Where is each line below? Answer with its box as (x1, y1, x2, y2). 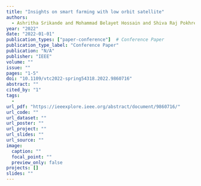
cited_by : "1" (6, 87, 42, 93)
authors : (6, 14, 28, 20)
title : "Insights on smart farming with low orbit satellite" (6, 8, 165, 15)
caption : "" (11, 148, 42, 154)
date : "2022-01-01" (6, 31, 55, 37)
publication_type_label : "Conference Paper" (6, 43, 119, 49)
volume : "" (6, 59, 33, 65)
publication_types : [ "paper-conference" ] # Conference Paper (6, 37, 165, 43)
